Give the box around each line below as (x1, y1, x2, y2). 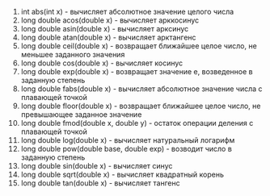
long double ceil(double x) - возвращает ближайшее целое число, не (20, 41, 257, 51)
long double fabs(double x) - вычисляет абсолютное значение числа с (20, 84, 263, 94)
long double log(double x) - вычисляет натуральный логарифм (20, 136, 235, 144)
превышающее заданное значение (20, 110, 142, 119)
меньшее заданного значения (20, 50, 125, 59)
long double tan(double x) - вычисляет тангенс (20, 178, 180, 188)
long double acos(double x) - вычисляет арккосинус (20, 15, 200, 25)
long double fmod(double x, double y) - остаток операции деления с (20, 119, 254, 127)
